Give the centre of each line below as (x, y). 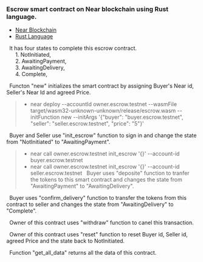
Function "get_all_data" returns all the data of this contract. (83, 253)
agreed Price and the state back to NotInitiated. (66, 241)
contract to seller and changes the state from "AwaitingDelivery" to (90, 204)
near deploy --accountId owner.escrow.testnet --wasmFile (104, 104)
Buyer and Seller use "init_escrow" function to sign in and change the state (103, 135)
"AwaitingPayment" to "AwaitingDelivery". (82, 186)
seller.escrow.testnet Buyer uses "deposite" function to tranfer (110, 173)
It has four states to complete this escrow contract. (73, 48)
